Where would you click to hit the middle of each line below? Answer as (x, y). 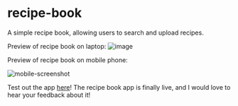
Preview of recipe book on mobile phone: (67, 60)
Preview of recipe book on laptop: (57, 46)
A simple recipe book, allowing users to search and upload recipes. (106, 33)
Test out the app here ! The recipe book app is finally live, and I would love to (119, 87)
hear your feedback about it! (49, 95)
